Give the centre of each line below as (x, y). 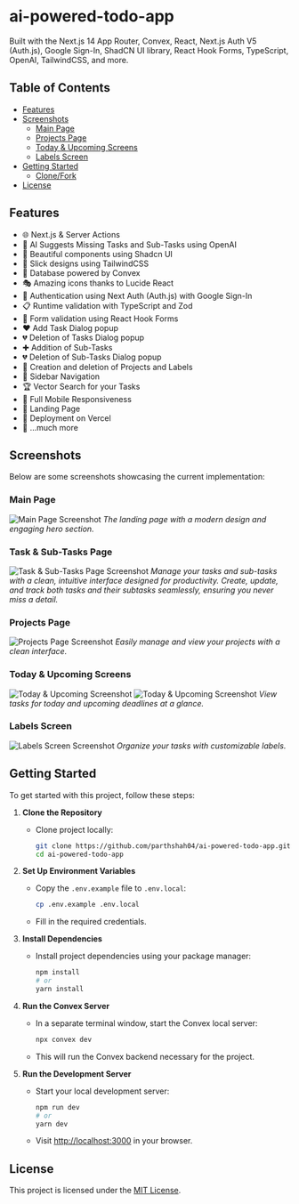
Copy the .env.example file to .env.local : (111, 888)
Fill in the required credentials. (91, 922)
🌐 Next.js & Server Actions (71, 234)
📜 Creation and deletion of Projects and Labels (107, 367)
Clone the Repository (62, 812)
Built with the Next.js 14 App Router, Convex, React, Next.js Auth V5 (133, 41)
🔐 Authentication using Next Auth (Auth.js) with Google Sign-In (137, 295)
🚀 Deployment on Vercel (66, 418)
